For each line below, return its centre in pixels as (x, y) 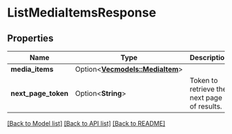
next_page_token (40, 93)
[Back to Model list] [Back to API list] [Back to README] (86, 123)
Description (209, 58)
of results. (206, 106)
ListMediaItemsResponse (82, 13)
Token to (204, 80)
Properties (30, 38)
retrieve (202, 89)
